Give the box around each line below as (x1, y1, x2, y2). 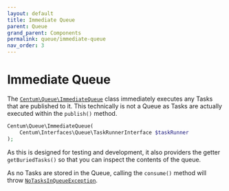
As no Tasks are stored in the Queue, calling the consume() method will (7, 168, 207, 177)
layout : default (7, 10, 54, 17)
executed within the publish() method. (7, 109, 118, 117)
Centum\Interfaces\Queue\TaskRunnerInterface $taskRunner (19, 129, 189, 136)
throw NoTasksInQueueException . (7, 176, 98, 184)
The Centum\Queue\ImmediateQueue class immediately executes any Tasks (7, 94, 213, 103)
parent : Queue (7, 23, 48, 30)
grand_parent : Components (7, 29, 81, 37)
